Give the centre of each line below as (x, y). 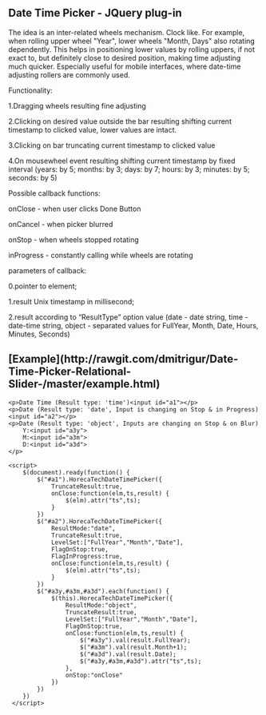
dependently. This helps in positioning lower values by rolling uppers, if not (132, 49)
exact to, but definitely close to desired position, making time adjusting (125, 58)
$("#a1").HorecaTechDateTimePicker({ (99, 479)
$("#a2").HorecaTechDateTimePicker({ (99, 521)
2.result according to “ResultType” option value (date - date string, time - (129, 317)
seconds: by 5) (33, 177)
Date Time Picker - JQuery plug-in (95, 13)
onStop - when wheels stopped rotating (74, 240)
